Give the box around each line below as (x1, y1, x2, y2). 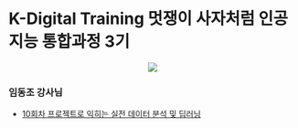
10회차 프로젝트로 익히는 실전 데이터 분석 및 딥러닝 (21, 109, 202, 120)
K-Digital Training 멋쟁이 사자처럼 (8, 8, 255, 29)
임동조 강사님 (8, 86, 63, 99)
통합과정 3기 (41, 31, 130, 52)
